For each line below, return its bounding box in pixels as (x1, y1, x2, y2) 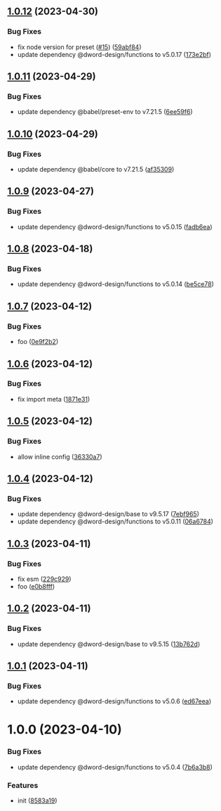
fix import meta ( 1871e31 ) (17, 395, 91, 403)
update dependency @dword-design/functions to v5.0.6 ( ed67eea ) (17, 697, 212, 705)
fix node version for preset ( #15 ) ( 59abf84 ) (17, 42, 142, 51)
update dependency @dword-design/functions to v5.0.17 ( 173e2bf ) (17, 50, 212, 58)
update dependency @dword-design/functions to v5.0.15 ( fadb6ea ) (17, 222, 213, 231)
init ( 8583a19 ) (17, 796, 58, 805)
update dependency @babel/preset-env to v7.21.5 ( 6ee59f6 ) (17, 108, 193, 116)
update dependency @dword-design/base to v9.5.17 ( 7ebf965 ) (17, 510, 200, 518)
